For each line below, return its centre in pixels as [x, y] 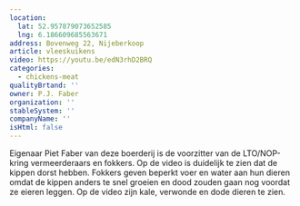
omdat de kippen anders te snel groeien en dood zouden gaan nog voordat [150, 182]
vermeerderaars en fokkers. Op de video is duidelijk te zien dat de [154, 163]
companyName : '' [40, 119]
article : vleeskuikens [52, 52]
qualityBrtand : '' [44, 85]
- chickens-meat [48, 77]
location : [28, 18]
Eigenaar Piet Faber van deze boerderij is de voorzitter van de [125, 153]
